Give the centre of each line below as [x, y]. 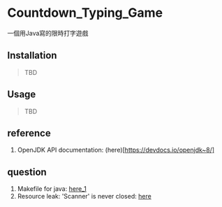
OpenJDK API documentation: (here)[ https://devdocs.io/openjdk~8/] [116, 150]
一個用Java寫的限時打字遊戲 [48, 33]
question [27, 172]
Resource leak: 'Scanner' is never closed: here [84, 197]
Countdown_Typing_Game [85, 13]
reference [29, 133]
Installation [32, 56]
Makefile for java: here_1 [52, 189]
